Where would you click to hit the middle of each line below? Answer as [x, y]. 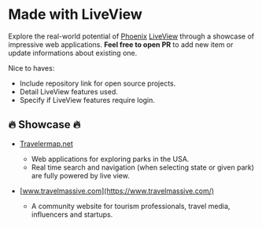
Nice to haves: [31, 68]
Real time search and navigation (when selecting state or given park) [142, 167]
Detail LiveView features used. [68, 91]
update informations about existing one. [73, 53]
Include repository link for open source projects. [98, 83]
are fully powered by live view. [80, 175]
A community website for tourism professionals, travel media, [131, 206]
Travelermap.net [46, 144]
